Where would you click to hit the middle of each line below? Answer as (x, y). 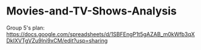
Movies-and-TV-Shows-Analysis (92, 11)
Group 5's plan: (26, 28)
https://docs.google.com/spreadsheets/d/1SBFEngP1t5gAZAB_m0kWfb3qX (101, 34)
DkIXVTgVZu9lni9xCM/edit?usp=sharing (57, 40)
